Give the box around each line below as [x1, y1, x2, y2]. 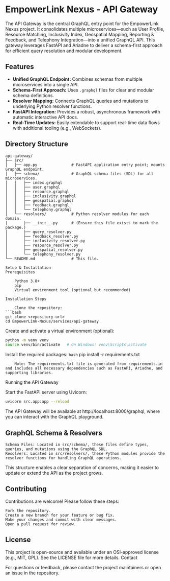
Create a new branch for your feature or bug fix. [5, 513, 115, 518]
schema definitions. [12, 92, 54, 98]
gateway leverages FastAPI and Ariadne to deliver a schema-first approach [5, 42, 163, 48]
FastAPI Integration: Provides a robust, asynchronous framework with [12, 108, 160, 114]
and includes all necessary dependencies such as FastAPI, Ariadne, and [5, 366, 163, 371]
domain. [5, 216, 22, 221]
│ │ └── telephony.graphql [5, 207, 72, 212]
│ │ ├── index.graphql [5, 180, 63, 185]
